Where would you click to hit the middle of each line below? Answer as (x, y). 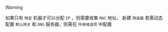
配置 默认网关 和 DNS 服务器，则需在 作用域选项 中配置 (59, 24)
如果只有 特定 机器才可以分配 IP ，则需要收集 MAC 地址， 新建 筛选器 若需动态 (84, 18)
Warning (14, 7)
